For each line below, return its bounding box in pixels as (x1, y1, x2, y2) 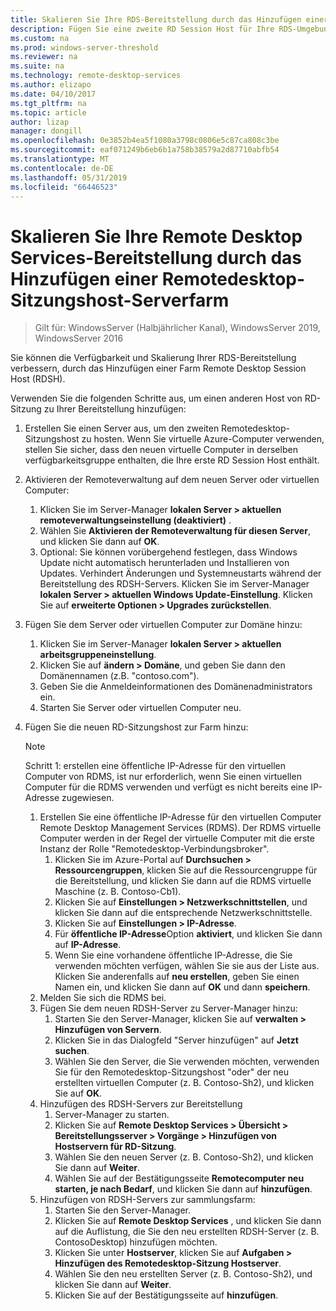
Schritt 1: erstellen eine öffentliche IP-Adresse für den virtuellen (24, 760, 287, 772)
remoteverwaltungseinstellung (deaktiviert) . (39, 514, 232, 526)
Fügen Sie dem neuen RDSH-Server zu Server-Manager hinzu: (39, 1002, 298, 1015)
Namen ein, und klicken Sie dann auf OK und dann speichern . (54, 981, 311, 993)
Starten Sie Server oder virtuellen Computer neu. (39, 702, 242, 714)
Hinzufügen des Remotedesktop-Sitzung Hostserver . (54, 1257, 282, 1270)
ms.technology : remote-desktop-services (10, 71, 182, 81)
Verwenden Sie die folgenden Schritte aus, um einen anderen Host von (10, 392, 303, 405)
